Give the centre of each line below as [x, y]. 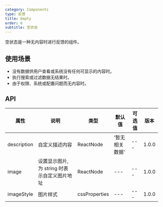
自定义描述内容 [55, 144]
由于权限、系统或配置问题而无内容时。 [50, 83]
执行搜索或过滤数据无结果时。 [42, 77]
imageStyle [20, 194]
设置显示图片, [53, 161]
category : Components [27, 9]
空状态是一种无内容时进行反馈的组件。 [43, 42]
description [20, 144]
